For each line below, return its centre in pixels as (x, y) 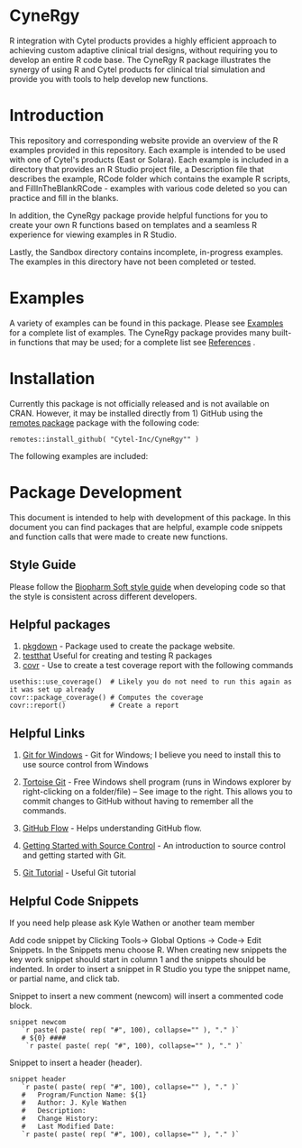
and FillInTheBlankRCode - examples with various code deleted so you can (148, 188)
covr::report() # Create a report (94, 706)
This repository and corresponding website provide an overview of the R (144, 140)
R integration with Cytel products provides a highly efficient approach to (143, 41)
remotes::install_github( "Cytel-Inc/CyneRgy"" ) (105, 439)
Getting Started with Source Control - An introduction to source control (154, 846)
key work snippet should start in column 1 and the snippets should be (138, 959)
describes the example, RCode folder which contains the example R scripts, (150, 179)
